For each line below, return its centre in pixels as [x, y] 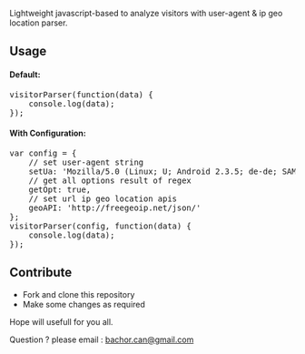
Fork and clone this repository [79, 294]
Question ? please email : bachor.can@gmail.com [102, 339]
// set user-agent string [86, 162]
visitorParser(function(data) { [81, 94]
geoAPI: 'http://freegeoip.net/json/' [115, 207]
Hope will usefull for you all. [61, 321]
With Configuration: [48, 133]
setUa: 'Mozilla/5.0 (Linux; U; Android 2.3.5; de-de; [153, 171]
